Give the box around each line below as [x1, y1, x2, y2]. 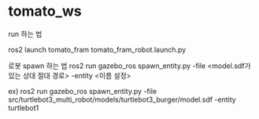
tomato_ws [8, 2, 82, 20]
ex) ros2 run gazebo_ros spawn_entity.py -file [8, 86, 157, 96]
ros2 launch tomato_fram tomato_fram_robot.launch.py [8, 45, 187, 54]
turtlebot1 [8, 103, 39, 112]
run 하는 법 [8, 29, 43, 38]
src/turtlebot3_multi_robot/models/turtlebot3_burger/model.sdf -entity [8, 95, 236, 104]
